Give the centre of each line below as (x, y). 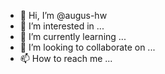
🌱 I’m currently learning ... (73, 36)
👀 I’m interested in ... (62, 26)
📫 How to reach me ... (66, 58)
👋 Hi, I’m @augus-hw (63, 15)
